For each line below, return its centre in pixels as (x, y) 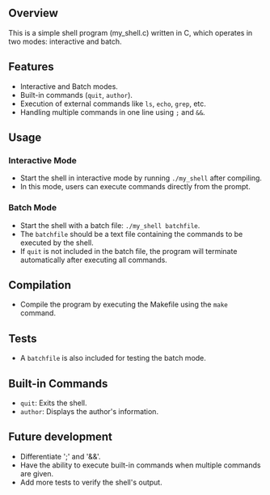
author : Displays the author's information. (89, 412)
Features (31, 67)
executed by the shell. (57, 243)
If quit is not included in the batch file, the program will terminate (129, 251)
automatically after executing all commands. (93, 260)
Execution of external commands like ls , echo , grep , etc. (113, 104)
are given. (37, 473)
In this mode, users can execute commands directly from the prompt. (135, 187)
